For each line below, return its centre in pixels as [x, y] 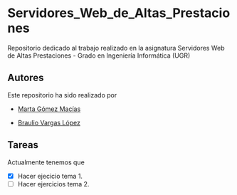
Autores [26, 78]
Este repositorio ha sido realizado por [62, 95]
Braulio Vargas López [49, 122]
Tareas [23, 145]
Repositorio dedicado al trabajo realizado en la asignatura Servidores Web [116, 48]
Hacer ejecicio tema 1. [50, 176]
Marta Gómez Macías [49, 109]
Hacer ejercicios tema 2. [53, 184]
